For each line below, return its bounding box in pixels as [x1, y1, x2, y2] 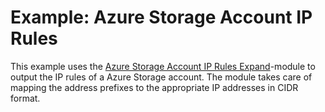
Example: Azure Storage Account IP [10, 6, 313, 29]
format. [10, 92, 41, 104]
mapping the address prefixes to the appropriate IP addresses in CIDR [10, 81, 299, 93]
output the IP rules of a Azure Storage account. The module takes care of [10, 71, 313, 83]
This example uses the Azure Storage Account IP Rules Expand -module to [10, 60, 316, 72]
